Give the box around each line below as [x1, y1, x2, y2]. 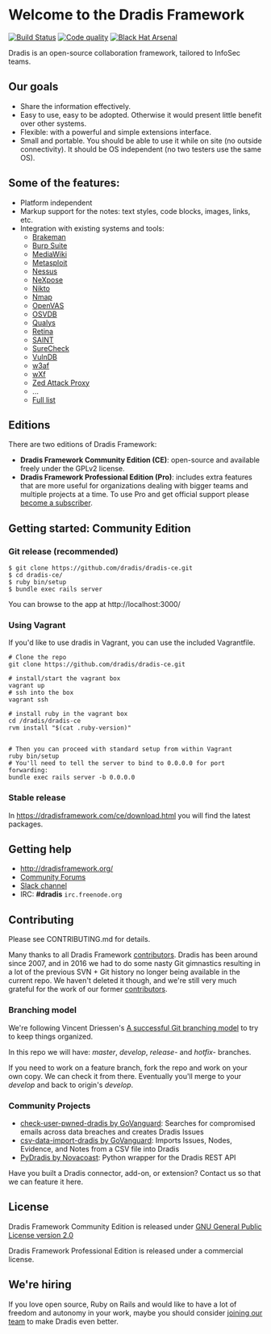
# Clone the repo [8, 654, 67, 662]
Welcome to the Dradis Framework [8, 6, 245, 24]
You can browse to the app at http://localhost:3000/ [8, 600, 181, 609]
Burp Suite [31, 240, 68, 250]
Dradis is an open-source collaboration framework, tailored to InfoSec [8, 48, 240, 57]
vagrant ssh [8, 696, 48, 704]
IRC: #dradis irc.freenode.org [19, 889, 123, 899]
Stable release [8, 792, 66, 804]
